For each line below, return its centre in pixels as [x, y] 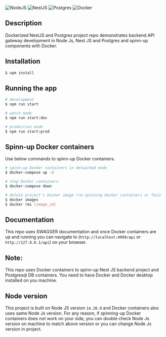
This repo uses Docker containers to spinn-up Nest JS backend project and [82, 270]
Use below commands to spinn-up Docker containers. [60, 159]
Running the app [31, 88]
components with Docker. [31, 46]
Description [23, 23]
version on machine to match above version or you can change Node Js [78, 324]
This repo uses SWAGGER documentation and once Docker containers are [81, 232]
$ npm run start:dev [26, 118]
